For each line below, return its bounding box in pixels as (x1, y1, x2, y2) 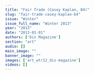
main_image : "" (5, 48, 37, 53)
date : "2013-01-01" (5, 30, 46, 35)
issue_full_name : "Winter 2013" (5, 21, 72, 26)
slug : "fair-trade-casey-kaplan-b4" (5, 12, 81, 17)
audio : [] (5, 44, 26, 49)
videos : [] (5, 62, 28, 67)
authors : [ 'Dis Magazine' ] (5, 35, 61, 40)
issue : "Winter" (5, 16, 39, 21)
